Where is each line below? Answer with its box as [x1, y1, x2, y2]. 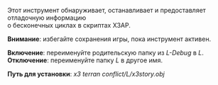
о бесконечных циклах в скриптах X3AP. [7, 21, 131, 29]
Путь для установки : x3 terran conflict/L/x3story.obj [7, 70, 165, 78]
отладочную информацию [7, 13, 87, 22]
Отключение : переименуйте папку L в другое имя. [7, 56, 163, 64]
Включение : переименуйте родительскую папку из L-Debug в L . [7, 49, 205, 57]
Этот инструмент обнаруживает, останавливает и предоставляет [7, 6, 206, 14]
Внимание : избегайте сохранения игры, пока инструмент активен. [7, 35, 212, 43]
